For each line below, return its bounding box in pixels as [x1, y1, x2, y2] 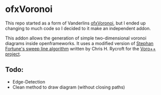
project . [5, 51, 21, 57]
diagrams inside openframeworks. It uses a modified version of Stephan [5, 40, 154, 46]
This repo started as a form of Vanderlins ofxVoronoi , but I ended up [5, 20, 146, 26]
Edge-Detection [12, 78, 45, 84]
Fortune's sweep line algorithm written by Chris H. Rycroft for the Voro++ [5, 45, 156, 51]
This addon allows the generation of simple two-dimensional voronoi [5, 35, 146, 41]
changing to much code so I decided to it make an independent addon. [5, 25, 151, 31]
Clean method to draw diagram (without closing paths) [12, 84, 125, 90]
